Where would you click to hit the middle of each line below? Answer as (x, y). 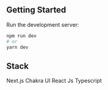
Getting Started (36, 10)
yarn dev (17, 47)
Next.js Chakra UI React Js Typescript (54, 81)
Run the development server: (43, 24)
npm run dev (21, 36)
